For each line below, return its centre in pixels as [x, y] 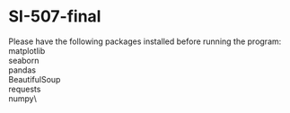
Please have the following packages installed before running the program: [145, 41]
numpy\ [23, 98]
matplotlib [27, 50]
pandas [22, 70]
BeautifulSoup [35, 79]
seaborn [24, 60]
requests [25, 89]
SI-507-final [55, 17]
